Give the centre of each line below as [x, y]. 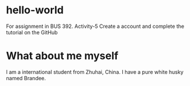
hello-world [35, 10]
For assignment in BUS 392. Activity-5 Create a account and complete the [95, 26]
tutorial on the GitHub [32, 32]
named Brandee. [26, 78]
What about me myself [62, 56]
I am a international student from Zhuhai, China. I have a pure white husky [95, 72]
